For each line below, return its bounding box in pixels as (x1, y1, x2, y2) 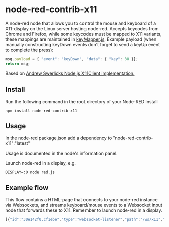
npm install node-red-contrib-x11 (5, 108, 78, 113)
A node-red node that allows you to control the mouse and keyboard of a (5, 20, 156, 26)
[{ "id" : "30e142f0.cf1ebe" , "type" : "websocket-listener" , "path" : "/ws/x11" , (5, 217, 163, 222)
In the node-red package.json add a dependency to (5, 135, 112, 141)
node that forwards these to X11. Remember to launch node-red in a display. (5, 207, 162, 213)
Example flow (5, 183, 49, 192)
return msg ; (5, 61, 30, 66)
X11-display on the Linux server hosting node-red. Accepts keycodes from (5, 25, 159, 31)
